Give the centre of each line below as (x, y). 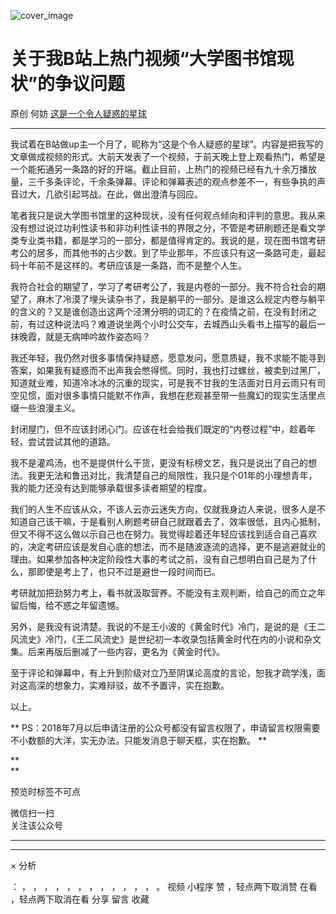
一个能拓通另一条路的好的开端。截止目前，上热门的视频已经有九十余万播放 (163, 169)
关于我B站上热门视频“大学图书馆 (143, 59)
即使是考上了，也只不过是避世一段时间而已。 (128, 571)
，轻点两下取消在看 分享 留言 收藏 (80, 899)
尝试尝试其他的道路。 (71, 441)
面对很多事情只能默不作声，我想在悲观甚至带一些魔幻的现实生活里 (180, 395)
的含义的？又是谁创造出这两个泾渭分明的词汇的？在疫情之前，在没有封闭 (159, 311)
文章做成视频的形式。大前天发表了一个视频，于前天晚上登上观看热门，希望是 (168, 156)
